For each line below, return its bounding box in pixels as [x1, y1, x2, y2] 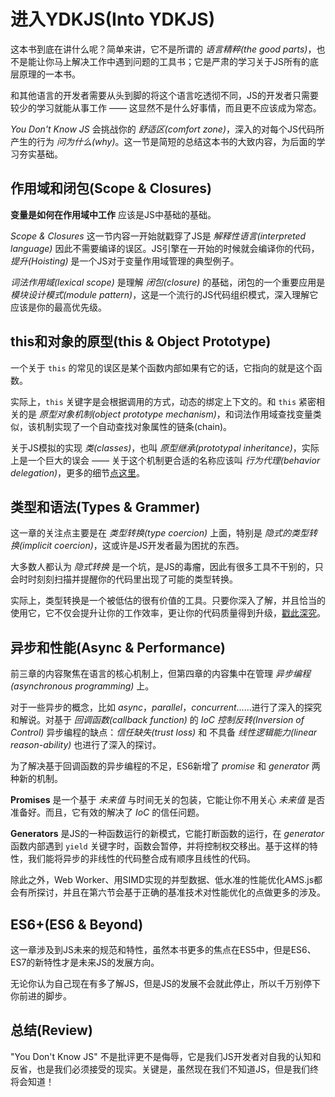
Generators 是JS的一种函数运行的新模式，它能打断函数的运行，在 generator [10, 828, 325, 840]
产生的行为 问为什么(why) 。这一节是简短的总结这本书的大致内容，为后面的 [10, 135, 317, 147]
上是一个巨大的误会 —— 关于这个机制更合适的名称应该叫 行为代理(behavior [10, 454, 321, 466]
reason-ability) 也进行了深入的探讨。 [10, 739, 162, 751]
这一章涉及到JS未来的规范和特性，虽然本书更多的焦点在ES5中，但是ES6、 [10, 944, 317, 955]
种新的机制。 [10, 773, 63, 785]
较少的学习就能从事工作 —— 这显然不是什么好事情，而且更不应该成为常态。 [10, 101, 322, 114]
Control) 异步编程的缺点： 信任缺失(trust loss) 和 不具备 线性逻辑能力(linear [10, 726, 318, 739]
